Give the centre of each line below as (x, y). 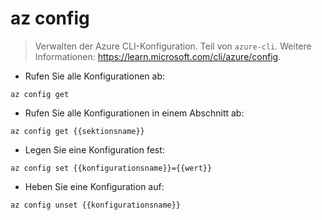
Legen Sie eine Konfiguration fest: (94, 149)
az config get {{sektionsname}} (77, 131)
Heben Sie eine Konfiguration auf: (94, 186)
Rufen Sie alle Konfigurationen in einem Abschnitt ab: (134, 113)
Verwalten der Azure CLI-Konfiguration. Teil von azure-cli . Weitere (173, 46)
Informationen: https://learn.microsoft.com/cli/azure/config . (158, 56)
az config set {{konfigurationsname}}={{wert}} (111, 168)
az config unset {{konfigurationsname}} (96, 205)
